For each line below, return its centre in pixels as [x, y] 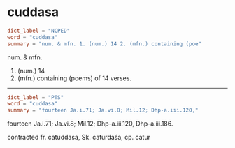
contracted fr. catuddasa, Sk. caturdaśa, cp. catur [79, 138]
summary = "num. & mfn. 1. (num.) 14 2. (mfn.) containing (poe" [104, 44]
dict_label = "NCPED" [39, 31]
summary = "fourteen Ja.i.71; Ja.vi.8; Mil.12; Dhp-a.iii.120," [103, 110]
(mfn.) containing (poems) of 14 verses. [74, 78]
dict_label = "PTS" [36, 97]
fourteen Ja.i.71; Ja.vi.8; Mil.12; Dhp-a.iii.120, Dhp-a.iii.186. [90, 124]
